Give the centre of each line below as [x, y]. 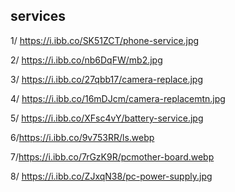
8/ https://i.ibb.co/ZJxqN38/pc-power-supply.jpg [111, 176]
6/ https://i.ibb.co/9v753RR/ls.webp [82, 137]
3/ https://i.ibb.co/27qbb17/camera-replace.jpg [107, 79]
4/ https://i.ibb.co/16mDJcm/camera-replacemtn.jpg [118, 98]
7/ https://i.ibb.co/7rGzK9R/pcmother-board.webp [112, 156]
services [38, 16]
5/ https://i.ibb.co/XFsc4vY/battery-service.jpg [107, 118]
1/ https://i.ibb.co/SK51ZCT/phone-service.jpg [105, 40]
